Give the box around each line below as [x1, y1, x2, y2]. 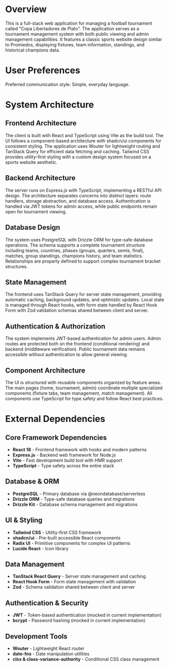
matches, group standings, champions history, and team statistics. [5, 253, 143, 259]
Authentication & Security [5, 598, 89, 607]
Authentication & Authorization [5, 322, 106, 331]
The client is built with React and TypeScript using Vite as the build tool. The [5, 132, 164, 138]
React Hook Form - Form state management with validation [12, 579, 136, 585]
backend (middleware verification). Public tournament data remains [5, 346, 145, 352]
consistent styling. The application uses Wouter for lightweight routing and [5, 143, 160, 149]
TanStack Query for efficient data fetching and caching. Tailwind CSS [5, 148, 150, 154]
